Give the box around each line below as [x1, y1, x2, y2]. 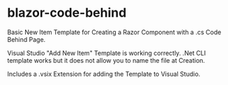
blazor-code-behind [7, 5, 127, 21]
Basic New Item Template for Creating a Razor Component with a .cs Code [7, 28, 222, 36]
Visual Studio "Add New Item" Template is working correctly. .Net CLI [7, 49, 206, 57]
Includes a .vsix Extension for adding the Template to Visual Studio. [7, 70, 201, 78]
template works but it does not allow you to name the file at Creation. [7, 56, 206, 64]
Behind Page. [7, 35, 46, 43]
